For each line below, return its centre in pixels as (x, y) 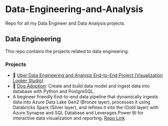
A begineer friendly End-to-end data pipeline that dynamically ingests (85, 97)
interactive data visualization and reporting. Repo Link (69, 118)
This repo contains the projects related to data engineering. (67, 51)
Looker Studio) (28, 81)
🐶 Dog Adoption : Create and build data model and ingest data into (81, 86)
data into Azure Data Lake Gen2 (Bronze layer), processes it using (81, 102)
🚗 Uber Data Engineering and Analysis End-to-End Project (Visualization (88, 75)
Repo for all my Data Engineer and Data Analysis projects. (65, 23)
